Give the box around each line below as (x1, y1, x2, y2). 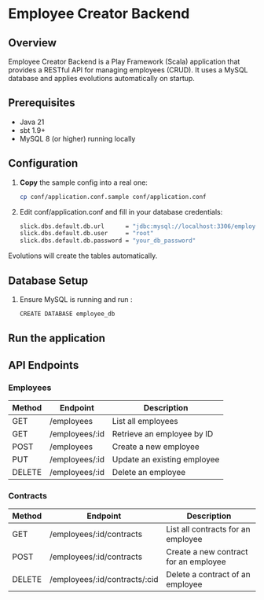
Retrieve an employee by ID (112, 428, 214, 439)
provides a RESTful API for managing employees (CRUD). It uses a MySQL (8, 65, 249, 75)
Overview (8, 36, 57, 50)
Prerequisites (8, 96, 75, 110)
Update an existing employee (112, 454, 220, 465)
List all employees (112, 415, 178, 426)
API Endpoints (8, 359, 79, 372)
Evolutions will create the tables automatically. (8, 251, 158, 260)
